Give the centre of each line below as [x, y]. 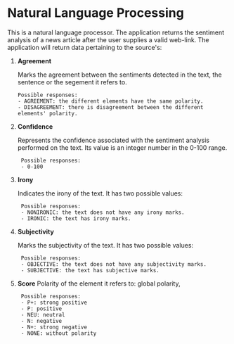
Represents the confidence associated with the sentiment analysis [113, 140]
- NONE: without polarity [59, 333]
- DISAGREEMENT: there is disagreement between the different [110, 107]
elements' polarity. [47, 113]
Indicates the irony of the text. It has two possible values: [100, 193]
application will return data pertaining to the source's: [85, 47]
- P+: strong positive [54, 302]
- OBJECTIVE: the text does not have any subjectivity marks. [114, 264]
